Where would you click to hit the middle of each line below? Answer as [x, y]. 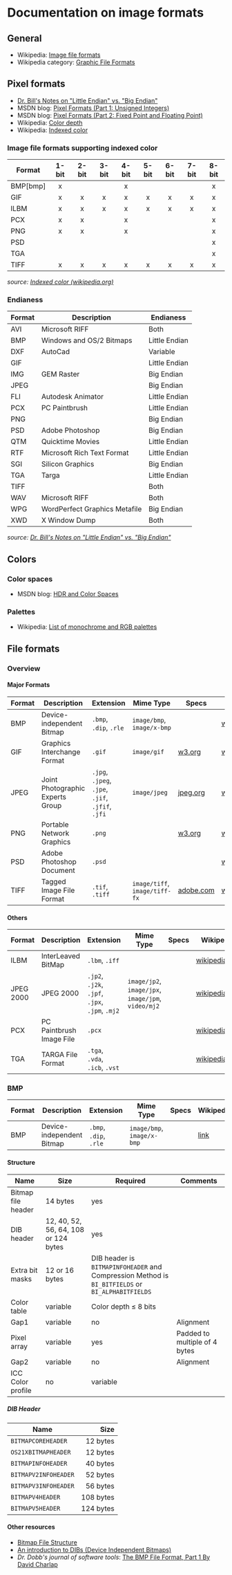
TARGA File [59, 1055]
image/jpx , [145, 990]
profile [21, 1390]
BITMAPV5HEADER [36, 1508]
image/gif [148, 752]
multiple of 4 [197, 1342]
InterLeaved [61, 956]
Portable [55, 825]
